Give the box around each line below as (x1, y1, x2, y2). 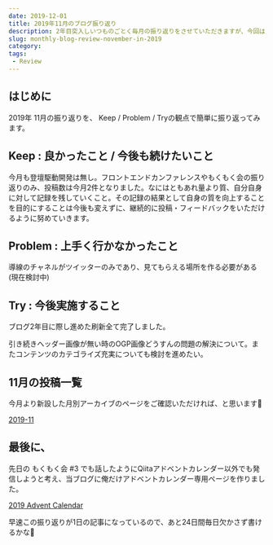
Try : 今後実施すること (8, 298, 121, 312)
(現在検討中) (8, 272, 51, 282)
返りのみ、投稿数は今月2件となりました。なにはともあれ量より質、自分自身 (8, 182, 262, 192)
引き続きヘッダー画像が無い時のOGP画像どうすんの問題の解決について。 (8, 339, 253, 349)
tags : (8, 50, 27, 58)
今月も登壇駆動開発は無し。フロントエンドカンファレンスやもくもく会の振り (8, 172, 266, 182)
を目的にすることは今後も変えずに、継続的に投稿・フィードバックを (8, 203, 237, 213)
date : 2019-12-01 (8, 11, 68, 20)
